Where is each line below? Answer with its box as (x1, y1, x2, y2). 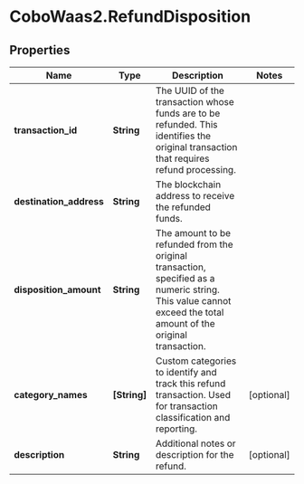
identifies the (155, 129, 211, 142)
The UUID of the (155, 84, 224, 97)
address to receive (155, 190, 235, 202)
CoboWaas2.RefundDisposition (9, 6, 252, 27)
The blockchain (155, 178, 222, 191)
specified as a (155, 272, 215, 284)
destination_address (14, 195, 104, 207)
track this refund (155, 377, 226, 390)
